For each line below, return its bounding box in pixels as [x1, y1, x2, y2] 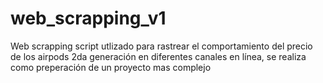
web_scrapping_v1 [10, 7, 167, 30]
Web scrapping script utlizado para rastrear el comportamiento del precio [10, 40, 313, 52]
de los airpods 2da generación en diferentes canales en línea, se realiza [10, 50, 307, 62]
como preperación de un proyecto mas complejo [10, 61, 212, 73]
